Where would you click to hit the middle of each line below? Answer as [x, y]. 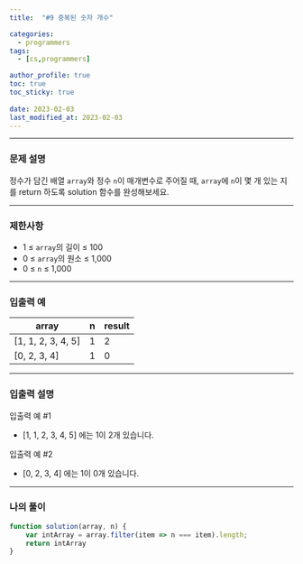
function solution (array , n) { [68, 526]
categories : [32, 34]
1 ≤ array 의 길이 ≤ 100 [63, 247]
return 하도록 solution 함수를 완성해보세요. [94, 191]
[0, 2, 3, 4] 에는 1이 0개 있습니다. [81, 473]
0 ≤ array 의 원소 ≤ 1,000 [67, 258]
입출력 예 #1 [30, 415]
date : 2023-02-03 [42, 109]
